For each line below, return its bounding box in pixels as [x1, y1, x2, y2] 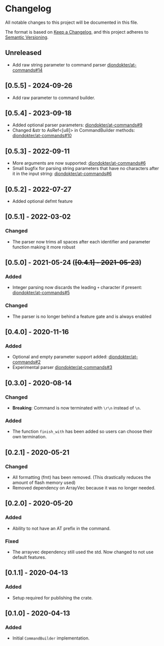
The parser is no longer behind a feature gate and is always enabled [12, 313, 152, 319]
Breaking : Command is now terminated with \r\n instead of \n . [12, 405, 141, 411]
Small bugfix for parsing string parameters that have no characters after [12, 166, 160, 172]
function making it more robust [12, 244, 76, 250]
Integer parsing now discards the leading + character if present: [12, 285, 143, 291]
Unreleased [5, 49, 42, 57]
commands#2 [12, 359, 41, 365]
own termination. [12, 434, 47, 440]
